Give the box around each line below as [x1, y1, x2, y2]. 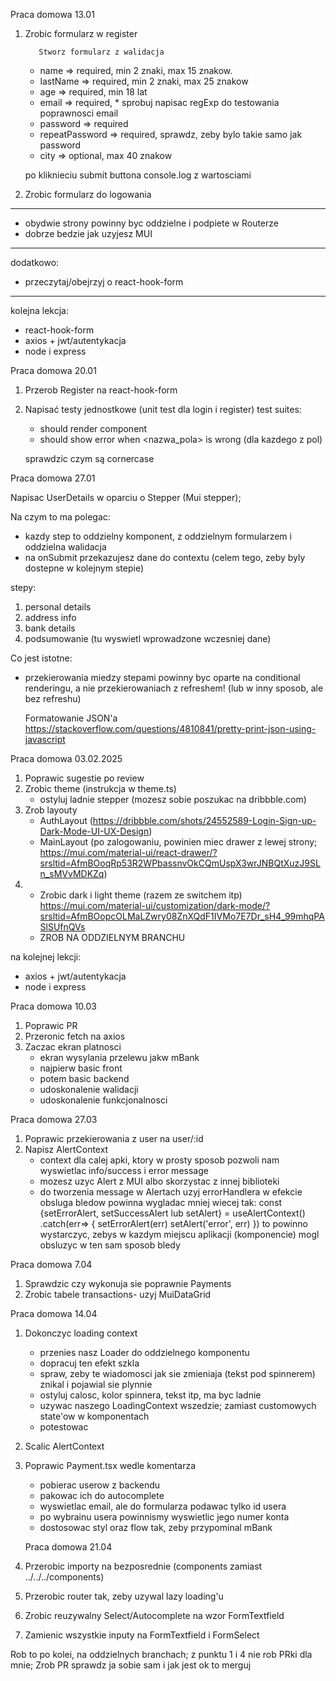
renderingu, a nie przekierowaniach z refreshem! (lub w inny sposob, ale [24, 682, 324, 694]
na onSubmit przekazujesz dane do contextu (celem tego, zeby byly [24, 552, 306, 563]
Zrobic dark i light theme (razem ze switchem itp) [39, 889, 243, 901]
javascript [24, 734, 66, 745]
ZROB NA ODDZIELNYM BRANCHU [39, 932, 186, 943]
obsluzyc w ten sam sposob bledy [39, 1239, 181, 1251]
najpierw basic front [39, 1062, 123, 1074]
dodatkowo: [10, 257, 60, 268]
